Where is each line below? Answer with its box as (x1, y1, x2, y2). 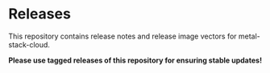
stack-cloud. (8, 39, 51, 49)
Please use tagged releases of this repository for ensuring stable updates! (8, 55, 263, 65)
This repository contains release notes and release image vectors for (8, 31, 237, 41)
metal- (238, 31, 260, 41)
